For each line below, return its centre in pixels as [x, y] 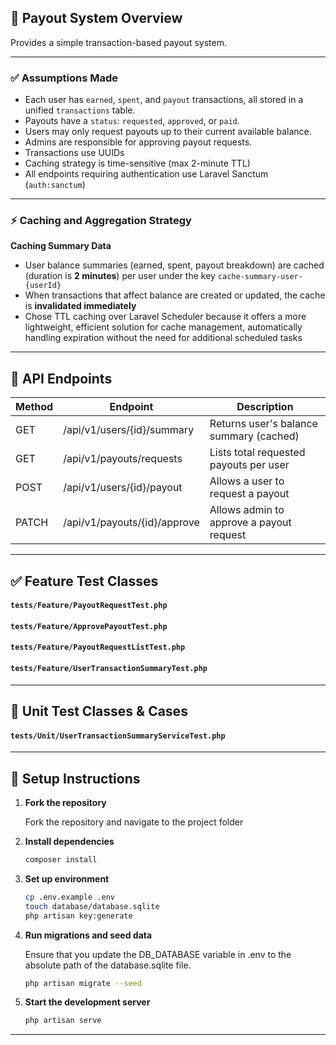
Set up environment [67, 878]
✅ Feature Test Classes [84, 581]
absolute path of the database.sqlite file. [108, 965]
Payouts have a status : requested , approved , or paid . [132, 121]
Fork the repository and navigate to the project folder [134, 822]
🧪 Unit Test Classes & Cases [99, 711]
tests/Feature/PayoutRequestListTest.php [98, 647]
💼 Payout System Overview [96, 18]
